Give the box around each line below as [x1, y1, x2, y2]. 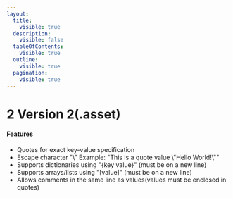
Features [6, 130, 33, 138]
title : [13, 17, 32, 24]
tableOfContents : [13, 43, 64, 50]
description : [13, 30, 51, 37]
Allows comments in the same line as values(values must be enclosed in [16, 175, 227, 184]
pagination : [13, 69, 49, 76]
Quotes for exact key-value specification [16, 145, 135, 154]
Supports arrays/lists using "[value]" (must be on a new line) [16, 168, 193, 176]
